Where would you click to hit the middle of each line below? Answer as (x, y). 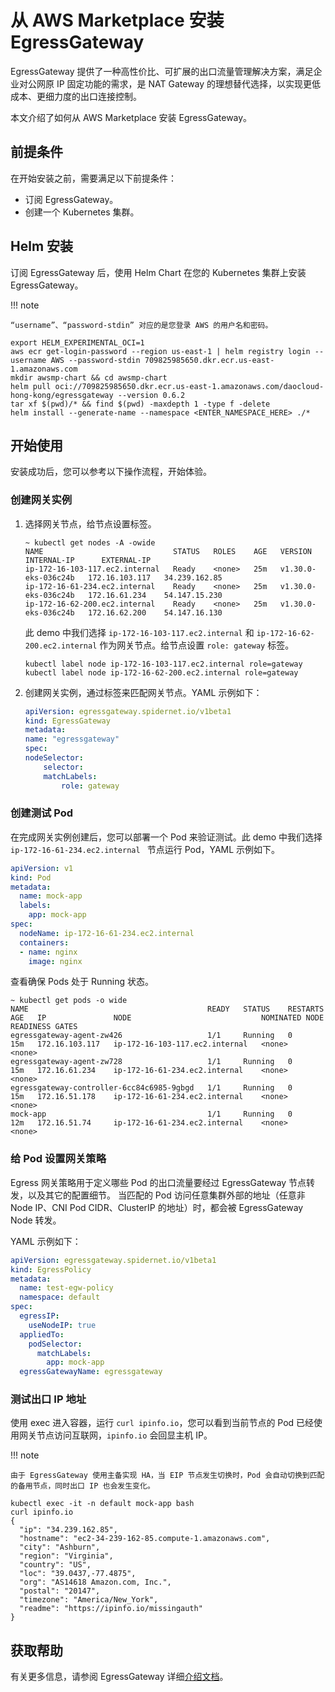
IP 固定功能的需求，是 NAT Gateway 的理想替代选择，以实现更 (184, 83)
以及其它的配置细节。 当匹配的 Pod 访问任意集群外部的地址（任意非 (166, 1195)
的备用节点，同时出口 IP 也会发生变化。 (82, 1486)
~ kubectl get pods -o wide (69, 1001)
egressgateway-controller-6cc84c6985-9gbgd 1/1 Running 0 (151, 1088)
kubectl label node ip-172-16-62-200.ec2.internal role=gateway (161, 672)
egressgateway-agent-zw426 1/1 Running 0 (151, 1036)
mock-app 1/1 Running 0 (151, 1114)
